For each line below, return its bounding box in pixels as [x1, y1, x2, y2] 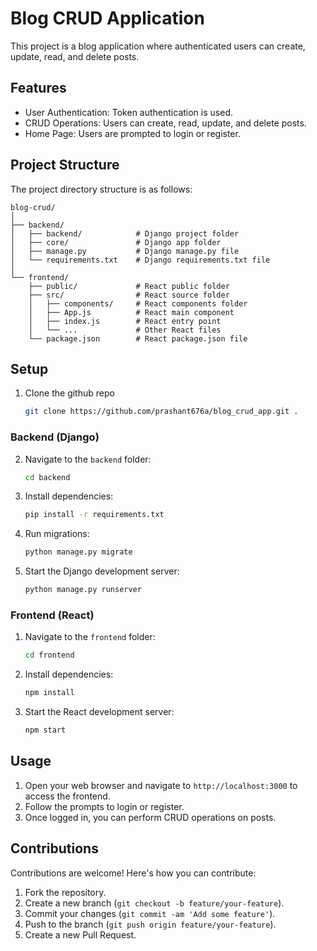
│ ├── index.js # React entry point [28, 316, 222, 326]
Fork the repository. [24, 886, 107, 898]
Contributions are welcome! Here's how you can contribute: [10, 867, 257, 879]
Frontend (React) [10, 608, 95, 622]
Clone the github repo [24, 387, 115, 399]
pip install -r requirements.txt [24, 510, 165, 520]
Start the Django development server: [24, 565, 180, 577]
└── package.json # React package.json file [28, 333, 248, 344]
